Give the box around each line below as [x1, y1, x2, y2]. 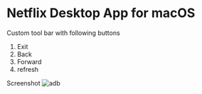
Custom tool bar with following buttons [6, 28, 120, 37]
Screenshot [6, 78, 41, 87]
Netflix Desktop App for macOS [6, 5, 196, 21]
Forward [16, 57, 42, 66]
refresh [16, 65, 39, 73]
